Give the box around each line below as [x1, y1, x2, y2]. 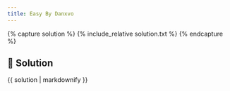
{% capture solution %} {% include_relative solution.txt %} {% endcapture [7, 29, 224, 38]
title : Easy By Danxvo [7, 10, 74, 17]
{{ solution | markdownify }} [7, 76, 88, 84]
